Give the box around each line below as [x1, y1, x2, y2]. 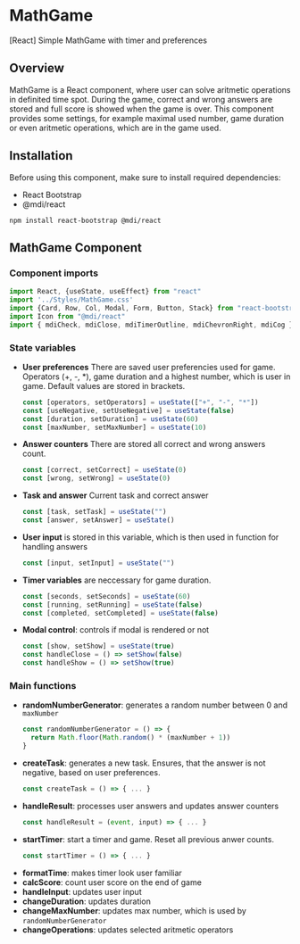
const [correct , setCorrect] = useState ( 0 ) [21, 466, 187, 475]
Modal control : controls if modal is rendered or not [21, 625, 210, 635]
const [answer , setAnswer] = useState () [21, 516, 175, 525]
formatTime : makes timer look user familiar [21, 867, 183, 878]
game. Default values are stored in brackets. [21, 380, 186, 391]
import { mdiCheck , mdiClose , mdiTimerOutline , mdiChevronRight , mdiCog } [9, 320, 294, 329]
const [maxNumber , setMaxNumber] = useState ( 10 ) [21, 423, 207, 432]
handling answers [21, 541, 87, 551]
